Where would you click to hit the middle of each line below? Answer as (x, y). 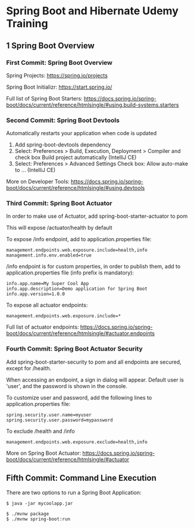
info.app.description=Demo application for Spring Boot (77, 289)
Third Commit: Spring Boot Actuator (59, 204)
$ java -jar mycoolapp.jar (40, 503)
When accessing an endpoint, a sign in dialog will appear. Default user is (95, 380)
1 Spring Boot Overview (51, 46)
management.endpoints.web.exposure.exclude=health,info (77, 442)
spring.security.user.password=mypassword (60, 420)
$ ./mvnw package (28, 514)
